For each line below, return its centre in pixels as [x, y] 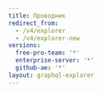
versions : [25, 46]
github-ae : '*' [41, 68]
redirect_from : [33, 23]
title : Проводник [37, 16]
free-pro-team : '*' [48, 53]
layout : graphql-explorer [51, 75]
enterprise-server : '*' [55, 61]
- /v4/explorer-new [48, 38]
